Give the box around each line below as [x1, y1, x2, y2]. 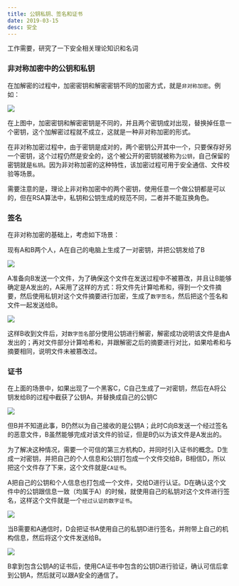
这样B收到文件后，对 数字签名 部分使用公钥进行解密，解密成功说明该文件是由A [7, 329, 230, 338]
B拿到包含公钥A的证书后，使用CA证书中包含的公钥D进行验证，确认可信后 [7, 562, 223, 570]
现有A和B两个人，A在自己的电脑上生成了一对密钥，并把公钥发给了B [7, 245, 205, 253]
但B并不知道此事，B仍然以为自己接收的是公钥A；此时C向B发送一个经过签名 [7, 422, 228, 430]
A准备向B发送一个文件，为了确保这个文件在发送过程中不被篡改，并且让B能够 [7, 273, 232, 282]
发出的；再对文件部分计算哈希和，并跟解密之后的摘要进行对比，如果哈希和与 [7, 338, 232, 346]
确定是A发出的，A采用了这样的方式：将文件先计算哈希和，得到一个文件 [7, 283, 216, 291]
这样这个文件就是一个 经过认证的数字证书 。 [19, 496, 137, 505]
